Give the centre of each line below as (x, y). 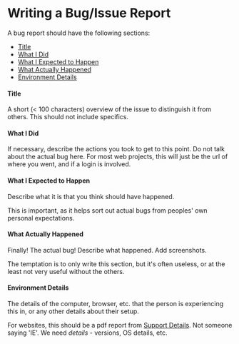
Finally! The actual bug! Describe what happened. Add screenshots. (107, 250)
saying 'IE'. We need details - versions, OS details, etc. (87, 333)
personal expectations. (41, 218)
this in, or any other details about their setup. (73, 311)
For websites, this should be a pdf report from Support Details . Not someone (120, 325)
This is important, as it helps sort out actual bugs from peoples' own (108, 210)
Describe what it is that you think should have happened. (91, 196)
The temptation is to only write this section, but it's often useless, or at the (116, 264)
